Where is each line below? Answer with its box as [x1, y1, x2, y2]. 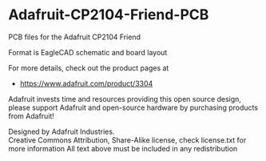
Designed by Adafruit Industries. [8, 127, 115, 136]
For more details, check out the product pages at [8, 62, 169, 73]
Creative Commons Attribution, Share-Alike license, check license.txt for [8, 135, 247, 145]
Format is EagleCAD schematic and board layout [8, 47, 168, 57]
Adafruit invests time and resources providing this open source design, [8, 94, 242, 103]
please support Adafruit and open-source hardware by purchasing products [8, 103, 258, 112]
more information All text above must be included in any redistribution [8, 143, 238, 153]
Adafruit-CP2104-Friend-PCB [8, 6, 209, 24]
